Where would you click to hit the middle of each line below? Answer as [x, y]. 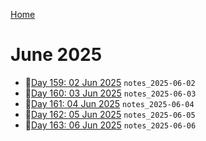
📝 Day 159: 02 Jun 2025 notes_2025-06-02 [110, 82]
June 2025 [56, 55]
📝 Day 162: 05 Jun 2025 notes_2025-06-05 [110, 114]
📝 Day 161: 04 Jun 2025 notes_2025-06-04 [109, 103]
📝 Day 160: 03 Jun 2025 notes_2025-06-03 [110, 93]
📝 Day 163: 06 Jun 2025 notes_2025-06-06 [110, 125]
